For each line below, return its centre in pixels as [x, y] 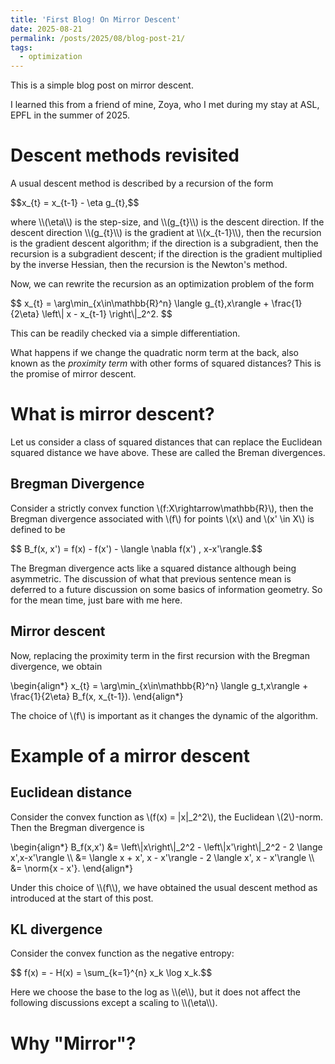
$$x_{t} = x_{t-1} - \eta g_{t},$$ [75, 203]
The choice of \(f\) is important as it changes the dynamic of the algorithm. [164, 715]
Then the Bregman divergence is [77, 827]
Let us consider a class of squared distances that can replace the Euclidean [166, 442]
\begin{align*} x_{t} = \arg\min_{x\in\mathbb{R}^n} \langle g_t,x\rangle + [159, 685]
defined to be [38, 529]
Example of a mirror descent [130, 755]
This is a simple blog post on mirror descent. [102, 85]
